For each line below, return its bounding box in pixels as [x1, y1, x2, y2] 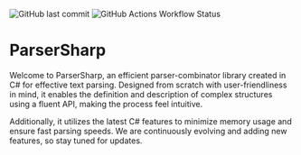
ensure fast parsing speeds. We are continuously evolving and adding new [9, 125, 287, 136]
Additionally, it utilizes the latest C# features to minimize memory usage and [9, 115, 292, 126]
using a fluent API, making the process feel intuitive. [9, 98, 203, 109]
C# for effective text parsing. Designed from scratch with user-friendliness [9, 79, 287, 90]
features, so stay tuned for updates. [9, 135, 143, 146]
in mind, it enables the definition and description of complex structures [9, 88, 273, 99]
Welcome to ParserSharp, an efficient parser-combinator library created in [9, 69, 287, 80]
